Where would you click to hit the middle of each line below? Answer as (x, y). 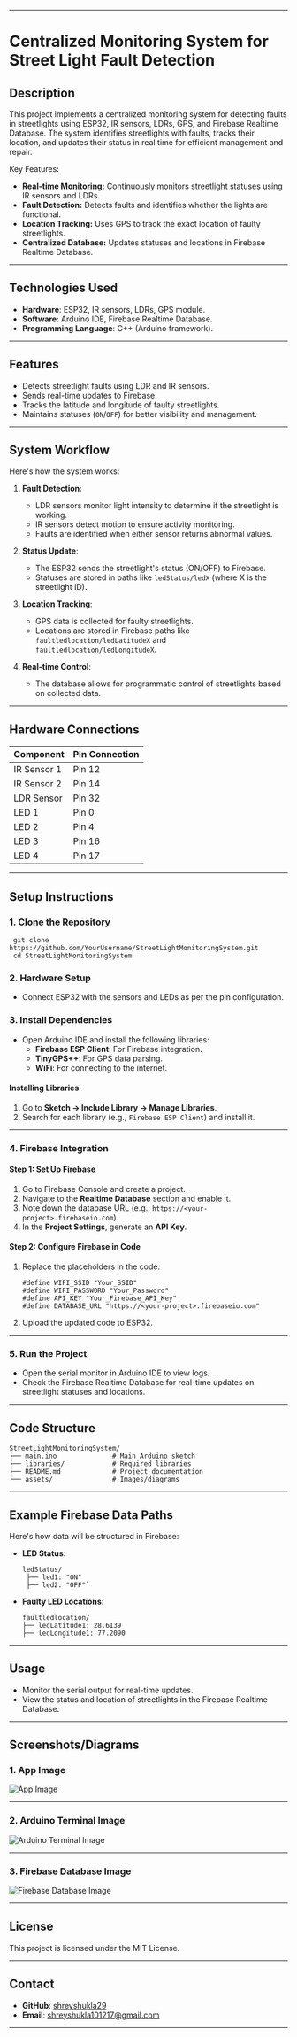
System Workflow (60, 450)
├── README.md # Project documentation (106, 1472)
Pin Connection (106, 755)
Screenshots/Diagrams (74, 1745)
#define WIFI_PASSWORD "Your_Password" (95, 1291)
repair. (21, 152)
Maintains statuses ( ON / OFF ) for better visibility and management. (140, 414)
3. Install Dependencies (61, 1020)
